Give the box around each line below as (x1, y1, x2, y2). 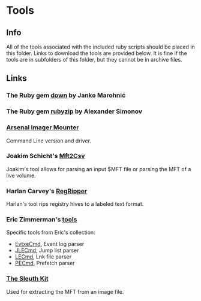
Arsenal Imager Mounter (6, 123, 79, 132)
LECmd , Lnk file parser (14, 253, 72, 260)
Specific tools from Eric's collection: (6, 229, 95, 236)
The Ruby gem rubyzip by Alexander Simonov (6, 107, 143, 115)
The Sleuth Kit (6, 275, 49, 283)
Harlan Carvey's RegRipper (6, 187, 88, 195)
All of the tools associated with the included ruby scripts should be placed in (6, 43, 195, 50)
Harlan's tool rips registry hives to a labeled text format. (6, 200, 144, 208)
